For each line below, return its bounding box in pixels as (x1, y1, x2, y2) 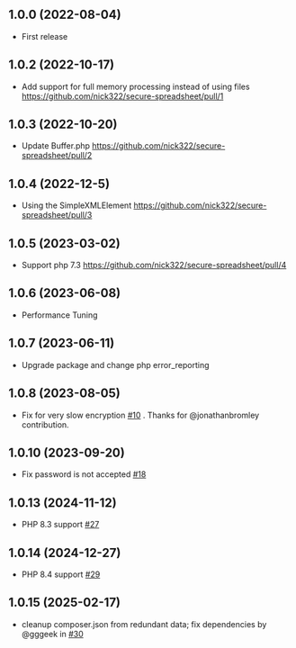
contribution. (21, 418, 69, 430)
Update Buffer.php (21, 140, 91, 151)
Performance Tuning (21, 310, 98, 320)
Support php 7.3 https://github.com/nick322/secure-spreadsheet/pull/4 (21, 260, 287, 271)
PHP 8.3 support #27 (21, 519, 100, 530)
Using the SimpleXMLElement (21, 200, 132, 211)
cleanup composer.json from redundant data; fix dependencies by (21, 618, 267, 629)
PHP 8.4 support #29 (21, 569, 101, 580)
